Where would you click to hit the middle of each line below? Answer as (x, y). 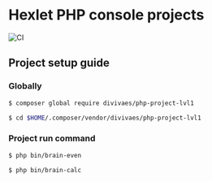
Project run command (52, 138)
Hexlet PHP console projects (106, 15)
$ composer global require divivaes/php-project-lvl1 (102, 103)
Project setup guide (59, 63)
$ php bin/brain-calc (45, 170)
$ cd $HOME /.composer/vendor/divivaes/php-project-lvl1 (105, 118)
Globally (25, 86)
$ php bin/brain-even (45, 155)
